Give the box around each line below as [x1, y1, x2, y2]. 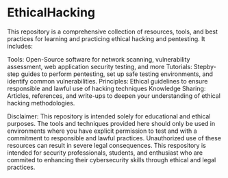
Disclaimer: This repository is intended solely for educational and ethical [7, 112, 211, 120]
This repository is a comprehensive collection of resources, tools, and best [7, 27, 218, 36]
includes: [7, 42, 33, 50]
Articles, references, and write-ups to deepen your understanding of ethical [7, 91, 221, 100]
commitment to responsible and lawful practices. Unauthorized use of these [7, 133, 221, 142]
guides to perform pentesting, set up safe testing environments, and [21, 70, 214, 78]
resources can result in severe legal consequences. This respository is [7, 141, 207, 149]
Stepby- [194, 62, 217, 71]
